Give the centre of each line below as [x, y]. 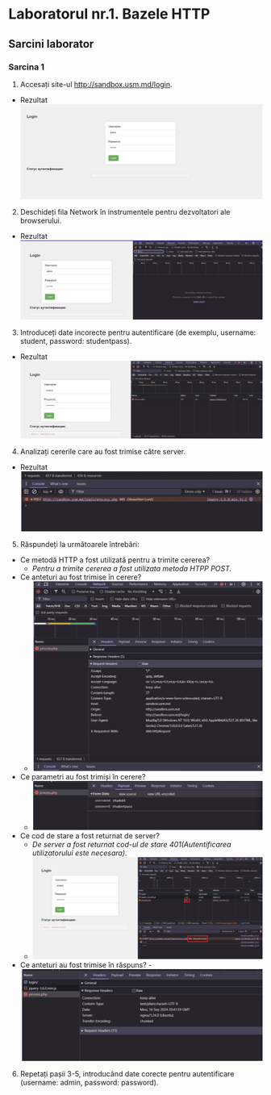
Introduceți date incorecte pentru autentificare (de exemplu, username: [138, 332]
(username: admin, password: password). [89, 1082]
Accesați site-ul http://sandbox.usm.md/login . [96, 84]
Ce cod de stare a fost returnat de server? [90, 835]
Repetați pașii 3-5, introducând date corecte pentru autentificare [127, 1073]
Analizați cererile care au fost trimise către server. [103, 452]
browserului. [41, 221]
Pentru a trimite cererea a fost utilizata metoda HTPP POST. [132, 569]
